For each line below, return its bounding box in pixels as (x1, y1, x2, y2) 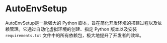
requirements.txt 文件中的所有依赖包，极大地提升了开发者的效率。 (5, 32, 144, 38)
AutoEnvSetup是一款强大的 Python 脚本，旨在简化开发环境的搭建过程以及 (5, 20, 158, 26)
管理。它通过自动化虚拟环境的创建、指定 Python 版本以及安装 (9, 26, 137, 32)
